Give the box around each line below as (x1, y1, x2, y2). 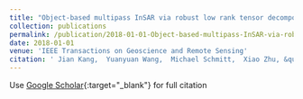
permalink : (9, 30, 50, 39)
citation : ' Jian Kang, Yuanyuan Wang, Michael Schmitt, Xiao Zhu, (9, 55, 280, 64)
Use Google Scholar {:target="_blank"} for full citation (9, 80, 207, 90)
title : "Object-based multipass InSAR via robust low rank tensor (9, 13, 264, 22)
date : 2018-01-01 (9, 38, 75, 48)
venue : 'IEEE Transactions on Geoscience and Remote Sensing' (9, 47, 248, 56)
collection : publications (9, 22, 106, 31)
